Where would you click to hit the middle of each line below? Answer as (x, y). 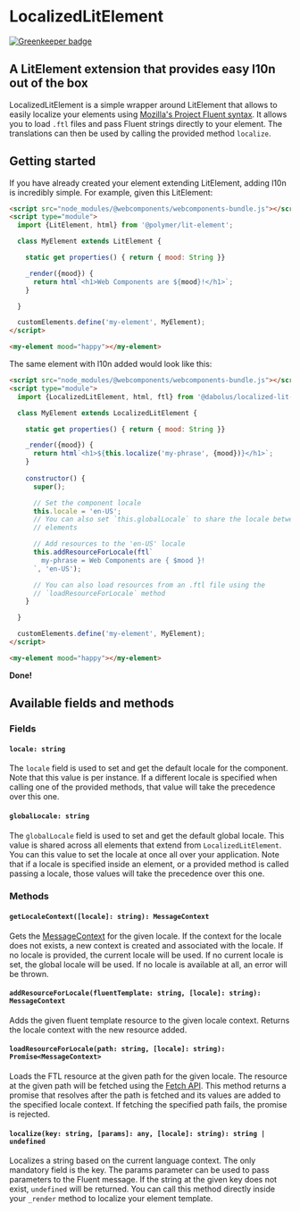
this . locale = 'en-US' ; (77, 511)
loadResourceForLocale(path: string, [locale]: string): (117, 1049)
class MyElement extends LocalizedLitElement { (108, 413)
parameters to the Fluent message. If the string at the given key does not (143, 1180)
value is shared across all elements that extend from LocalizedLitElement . (146, 845)
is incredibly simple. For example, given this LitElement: (111, 192)
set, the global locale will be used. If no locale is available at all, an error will (148, 964)
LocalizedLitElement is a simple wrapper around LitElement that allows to (144, 104)
